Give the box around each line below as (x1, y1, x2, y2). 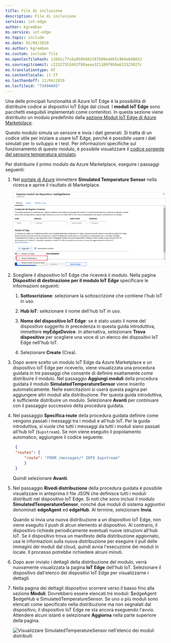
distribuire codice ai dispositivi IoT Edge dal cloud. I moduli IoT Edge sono (5, 103, 160, 110)
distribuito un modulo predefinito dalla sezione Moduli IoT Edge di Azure (5, 114, 157, 120)
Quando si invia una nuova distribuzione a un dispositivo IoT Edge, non (12, 517, 161, 523)
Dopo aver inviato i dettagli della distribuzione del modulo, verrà (12, 559, 147, 565)
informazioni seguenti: (12, 283, 60, 289)
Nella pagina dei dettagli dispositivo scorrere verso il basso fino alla (12, 585, 155, 591)
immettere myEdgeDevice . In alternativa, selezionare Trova (20, 329, 146, 335)
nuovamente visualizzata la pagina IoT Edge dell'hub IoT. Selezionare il (12, 565, 161, 571)
